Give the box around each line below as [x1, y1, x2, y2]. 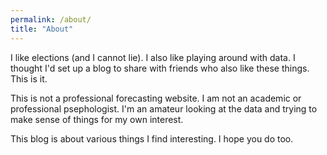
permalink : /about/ [10, 14, 92, 25]
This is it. [10, 72, 48, 85]
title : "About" [10, 24, 74, 34]
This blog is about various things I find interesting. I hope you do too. [10, 132, 294, 145]
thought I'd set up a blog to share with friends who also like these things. [10, 62, 310, 74]
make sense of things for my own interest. [10, 113, 184, 125]
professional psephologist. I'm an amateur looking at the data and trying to [10, 102, 318, 115]
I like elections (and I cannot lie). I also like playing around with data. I [10, 51, 296, 63]
